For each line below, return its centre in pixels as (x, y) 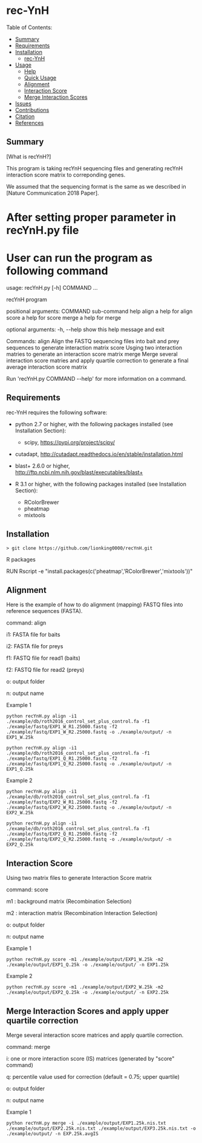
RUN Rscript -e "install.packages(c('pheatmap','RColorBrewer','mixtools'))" (99, 571)
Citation (25, 116)
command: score (27, 890)
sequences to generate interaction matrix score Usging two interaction (94, 347)
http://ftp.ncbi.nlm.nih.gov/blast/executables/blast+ (79, 472)
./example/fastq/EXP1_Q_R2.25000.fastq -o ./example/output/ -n (89, 764)
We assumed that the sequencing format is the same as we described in (96, 186)
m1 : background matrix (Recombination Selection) (69, 902)
